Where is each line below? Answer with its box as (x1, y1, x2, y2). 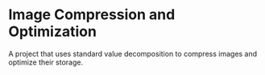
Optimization (8, 22, 97, 41)
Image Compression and (8, 6, 176, 24)
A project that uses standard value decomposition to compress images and (8, 49, 258, 58)
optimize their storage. (8, 57, 83, 67)
